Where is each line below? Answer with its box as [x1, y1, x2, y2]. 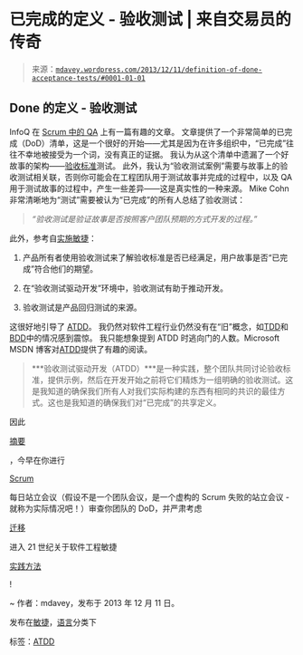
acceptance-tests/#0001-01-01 [31, 73, 147, 82]
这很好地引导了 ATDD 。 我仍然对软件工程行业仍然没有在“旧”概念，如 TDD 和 [9, 321, 289, 332]
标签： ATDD [9, 636, 55, 647]
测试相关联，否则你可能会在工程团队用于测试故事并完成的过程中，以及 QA [16, 171, 292, 182]
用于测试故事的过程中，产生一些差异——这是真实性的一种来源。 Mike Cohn [9, 183, 289, 194]
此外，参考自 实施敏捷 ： [9, 233, 97, 244]
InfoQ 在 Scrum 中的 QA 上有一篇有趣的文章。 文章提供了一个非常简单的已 [9, 126, 285, 137]
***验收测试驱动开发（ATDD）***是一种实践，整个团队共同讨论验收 [31, 362, 283, 373]
